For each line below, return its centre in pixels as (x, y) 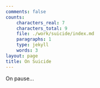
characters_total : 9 (42, 28)
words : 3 (27, 51)
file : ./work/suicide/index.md (55, 34)
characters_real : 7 (41, 23)
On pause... (20, 78)
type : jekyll (33, 45)
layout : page (22, 56)
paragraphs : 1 (34, 39)
